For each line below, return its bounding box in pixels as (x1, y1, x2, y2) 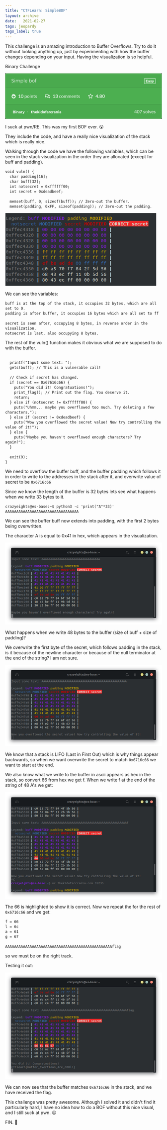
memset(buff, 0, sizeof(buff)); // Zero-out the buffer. (9, 199, 130, 204)
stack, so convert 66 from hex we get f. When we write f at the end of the (5, 777, 156, 783)
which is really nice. (5, 138, 46, 144)
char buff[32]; (9, 179, 41, 184)
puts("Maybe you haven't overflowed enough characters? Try (14, 434, 141, 440)
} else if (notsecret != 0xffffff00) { (9, 400, 92, 405)
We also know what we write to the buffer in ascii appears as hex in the (5, 772, 151, 778)
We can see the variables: (5, 291, 58, 297)
